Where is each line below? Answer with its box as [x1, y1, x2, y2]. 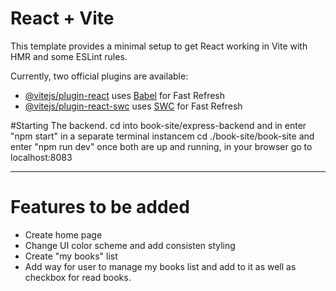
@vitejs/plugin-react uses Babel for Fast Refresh [24, 89, 226, 101]
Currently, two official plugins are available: [10, 70, 189, 82]
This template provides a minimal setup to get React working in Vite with [10, 40, 308, 52]
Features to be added [10, 196, 190, 219]
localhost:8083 [10, 151, 73, 163]
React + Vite [10, 7, 115, 30]
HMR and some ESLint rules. [10, 50, 128, 62]
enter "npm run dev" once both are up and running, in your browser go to [10, 140, 313, 152]
